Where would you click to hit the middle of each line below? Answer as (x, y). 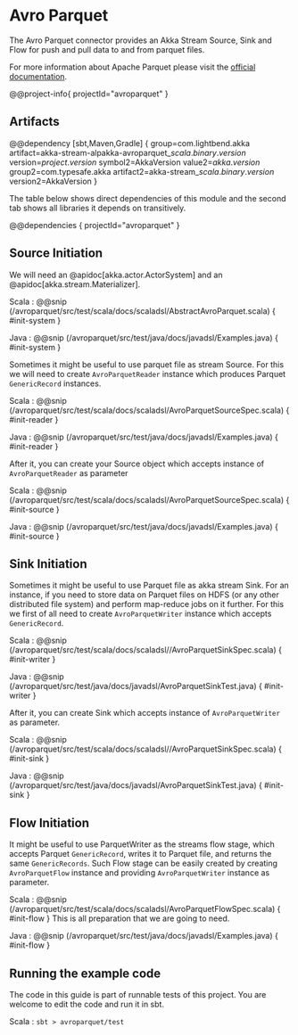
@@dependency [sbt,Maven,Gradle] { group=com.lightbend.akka (129, 143)
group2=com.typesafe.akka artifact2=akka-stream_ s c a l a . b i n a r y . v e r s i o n (142, 171)
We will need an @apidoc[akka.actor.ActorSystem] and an (116, 275)
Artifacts (34, 122)
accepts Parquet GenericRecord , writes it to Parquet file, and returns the (141, 854)
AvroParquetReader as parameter (69, 472)
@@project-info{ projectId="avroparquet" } (89, 94)
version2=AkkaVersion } (54, 181)
